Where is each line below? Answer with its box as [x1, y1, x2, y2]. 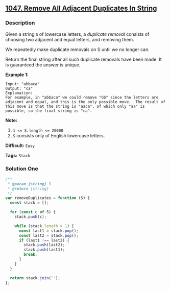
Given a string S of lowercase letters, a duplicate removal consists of [5, 31, 150, 37]
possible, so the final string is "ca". [5, 108, 93, 113]
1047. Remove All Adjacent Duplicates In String [5, 4, 157, 13]
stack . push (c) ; [14, 214, 47, 220]
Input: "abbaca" [5, 81, 40, 86]
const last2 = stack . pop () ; [18, 233, 79, 238]
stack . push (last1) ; [23, 247, 65, 252]
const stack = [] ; [10, 200, 50, 206]
